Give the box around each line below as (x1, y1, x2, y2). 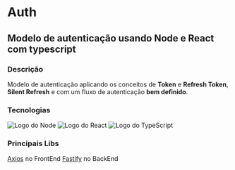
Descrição (7, 64, 44, 74)
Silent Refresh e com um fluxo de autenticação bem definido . (7, 87, 188, 96)
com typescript (7, 43, 76, 55)
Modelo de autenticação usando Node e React (7, 32, 215, 44)
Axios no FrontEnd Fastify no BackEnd (7, 155, 119, 163)
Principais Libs (7, 138, 59, 148)
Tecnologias (7, 105, 51, 115)
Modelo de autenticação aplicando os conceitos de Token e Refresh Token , (7, 80, 229, 89)
